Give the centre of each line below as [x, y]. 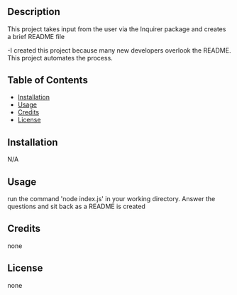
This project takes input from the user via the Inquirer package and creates [117, 29]
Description [34, 12]
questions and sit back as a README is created [76, 206]
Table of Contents [48, 80]
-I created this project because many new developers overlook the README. [119, 50]
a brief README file [36, 36]
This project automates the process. [60, 58]
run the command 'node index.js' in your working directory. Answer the [111, 199]
